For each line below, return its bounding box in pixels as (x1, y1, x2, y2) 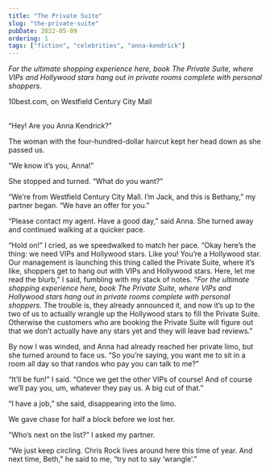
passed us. (8, 145, 45, 155)
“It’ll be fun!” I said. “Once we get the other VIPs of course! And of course (8, 374, 252, 384)
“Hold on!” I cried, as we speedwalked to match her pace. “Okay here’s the (8, 240, 256, 250)
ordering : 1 (8, 34, 48, 43)
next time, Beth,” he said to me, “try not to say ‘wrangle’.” (8, 454, 197, 464)
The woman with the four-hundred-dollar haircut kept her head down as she (8, 136, 261, 146)
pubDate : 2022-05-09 (8, 27, 78, 35)
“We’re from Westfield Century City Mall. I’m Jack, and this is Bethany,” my (8, 192, 256, 202)
